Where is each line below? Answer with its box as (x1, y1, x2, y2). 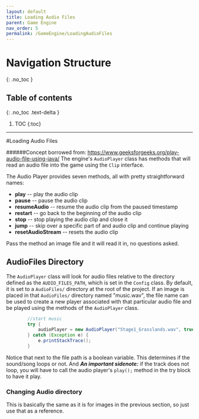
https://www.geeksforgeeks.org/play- (87, 149, 179, 156)
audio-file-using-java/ (6, 155, 60, 162)
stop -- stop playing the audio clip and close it (14, 216, 128, 223)
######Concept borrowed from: (6, 149, 86, 156)
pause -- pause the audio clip (14, 197, 88, 204)
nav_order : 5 (6, 25, 38, 31)
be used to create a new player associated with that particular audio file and (6, 298, 191, 305)
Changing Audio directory (6, 388, 83, 396)
